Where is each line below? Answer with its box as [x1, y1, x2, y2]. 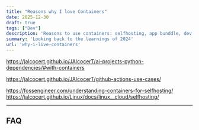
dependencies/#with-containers [6, 64, 85, 71]
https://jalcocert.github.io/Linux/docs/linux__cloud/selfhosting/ [6, 93, 159, 100]
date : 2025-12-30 [6, 14, 49, 20]
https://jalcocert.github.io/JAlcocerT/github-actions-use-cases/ [6, 75, 162, 83]
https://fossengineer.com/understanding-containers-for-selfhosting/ [6, 87, 174, 94]
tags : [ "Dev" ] [6, 25, 41, 31]
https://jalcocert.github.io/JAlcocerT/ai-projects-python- [6, 57, 144, 65]
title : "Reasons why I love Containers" [6, 8, 108, 15]
